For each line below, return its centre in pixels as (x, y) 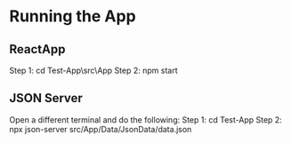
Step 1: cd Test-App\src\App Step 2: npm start (93, 70)
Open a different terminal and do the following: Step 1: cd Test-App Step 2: (145, 119)
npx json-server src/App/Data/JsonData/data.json (101, 129)
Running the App (73, 16)
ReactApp (37, 49)
